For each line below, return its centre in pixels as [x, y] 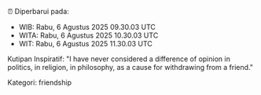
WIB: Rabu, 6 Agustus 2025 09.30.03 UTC [87, 27]
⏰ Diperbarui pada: [39, 11]
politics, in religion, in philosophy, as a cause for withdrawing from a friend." [130, 67]
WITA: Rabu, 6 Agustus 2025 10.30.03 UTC [88, 35]
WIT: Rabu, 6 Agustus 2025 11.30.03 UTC [85, 44]
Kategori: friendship [40, 82]
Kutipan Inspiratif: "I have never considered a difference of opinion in [119, 59]
